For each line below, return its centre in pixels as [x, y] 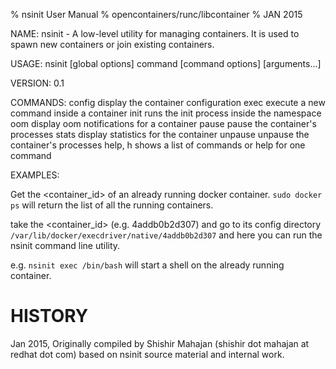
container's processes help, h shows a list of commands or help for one [158, 145]
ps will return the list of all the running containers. [112, 205]
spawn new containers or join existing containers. [112, 44]
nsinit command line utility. [65, 245]
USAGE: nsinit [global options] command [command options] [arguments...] [166, 63]
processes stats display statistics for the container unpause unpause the [160, 134]
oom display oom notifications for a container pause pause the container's [163, 123]
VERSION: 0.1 [37, 83]
